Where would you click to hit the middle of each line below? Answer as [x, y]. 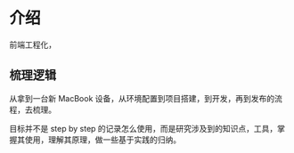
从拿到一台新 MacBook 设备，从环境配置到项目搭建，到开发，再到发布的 [142, 98]
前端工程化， [33, 44]
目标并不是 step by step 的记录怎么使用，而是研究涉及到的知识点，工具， [143, 128]
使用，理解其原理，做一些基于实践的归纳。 [102, 140]
